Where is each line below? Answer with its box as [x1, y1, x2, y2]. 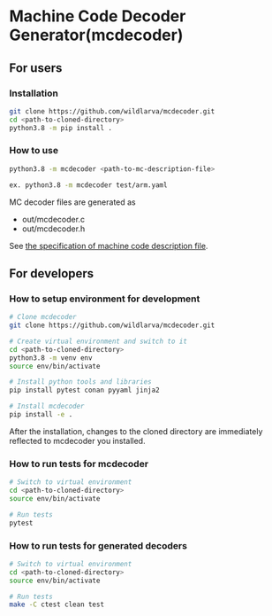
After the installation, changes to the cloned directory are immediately [9, 425, 263, 436]
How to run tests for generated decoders [9, 539, 188, 551]
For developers [9, 266, 94, 281]
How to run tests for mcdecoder [9, 457, 148, 470]
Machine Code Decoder [9, 6, 186, 27]
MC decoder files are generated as [9, 197, 137, 207]
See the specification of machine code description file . [9, 240, 208, 251]
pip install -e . [9, 410, 73, 419]
